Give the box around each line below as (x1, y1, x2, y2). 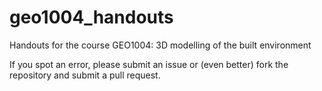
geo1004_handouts (9, 6, 174, 29)
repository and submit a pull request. (9, 69, 161, 81)
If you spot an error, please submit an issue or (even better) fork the (9, 58, 289, 70)
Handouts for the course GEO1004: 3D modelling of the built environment (9, 39, 312, 51)
